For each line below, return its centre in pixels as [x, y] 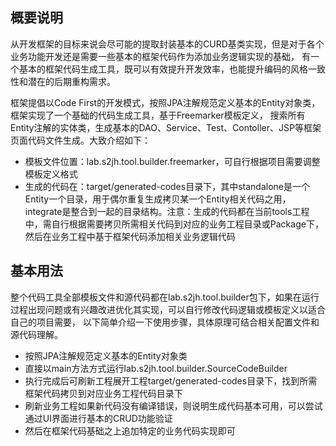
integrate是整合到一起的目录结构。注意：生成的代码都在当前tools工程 [167, 211]
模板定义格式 [51, 174]
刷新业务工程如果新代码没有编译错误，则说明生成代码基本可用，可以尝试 [173, 405]
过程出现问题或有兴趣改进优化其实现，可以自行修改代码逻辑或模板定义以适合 [168, 309]
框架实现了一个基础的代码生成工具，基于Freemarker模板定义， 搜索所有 [158, 115]
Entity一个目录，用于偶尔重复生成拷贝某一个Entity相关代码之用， [158, 199]
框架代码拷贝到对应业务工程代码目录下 [103, 393]
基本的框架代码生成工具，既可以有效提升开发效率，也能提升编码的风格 [163, 69]
